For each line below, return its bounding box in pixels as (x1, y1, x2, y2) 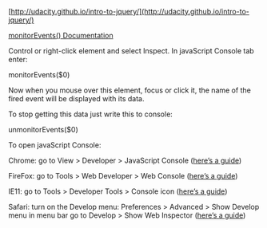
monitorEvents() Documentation (8, 31, 114, 40)
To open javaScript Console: (8, 140, 102, 150)
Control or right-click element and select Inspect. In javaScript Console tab (8, 46, 254, 55)
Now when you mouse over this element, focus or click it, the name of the (8, 85, 252, 95)
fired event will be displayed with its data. (8, 94, 145, 103)
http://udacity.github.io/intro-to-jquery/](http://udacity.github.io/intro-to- (10, 7, 249, 16)
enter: (8, 55, 28, 64)
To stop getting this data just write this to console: (8, 109, 173, 119)
